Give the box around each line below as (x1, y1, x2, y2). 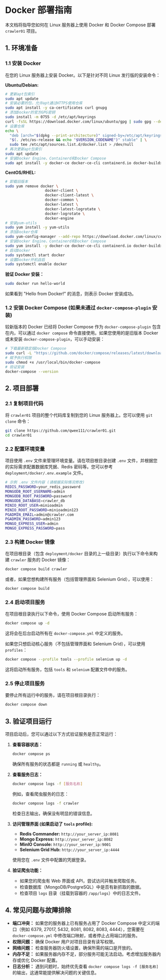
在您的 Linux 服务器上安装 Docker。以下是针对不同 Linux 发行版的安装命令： (5, 72, 161, 78)
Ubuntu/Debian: (5, 82, 39, 88)
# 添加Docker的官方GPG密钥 (5, 110, 55, 115)
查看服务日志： (12, 771, 43, 777)
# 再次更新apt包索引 (5, 147, 42, 152)
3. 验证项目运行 (5, 717, 52, 725)
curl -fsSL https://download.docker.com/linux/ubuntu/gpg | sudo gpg (5, 119, 152, 124)
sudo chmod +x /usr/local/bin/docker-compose (5, 360, 100, 365)
